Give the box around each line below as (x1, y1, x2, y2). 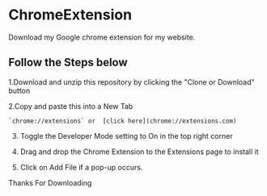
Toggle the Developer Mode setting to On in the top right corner (19, 131, 233, 140)
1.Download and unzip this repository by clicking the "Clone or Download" (8, 77, 255, 86)
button (8, 85, 31, 95)
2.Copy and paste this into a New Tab (8, 101, 133, 111)
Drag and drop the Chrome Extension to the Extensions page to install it (19, 147, 259, 156)
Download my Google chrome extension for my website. (8, 32, 196, 42)
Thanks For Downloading (8, 177, 92, 187)
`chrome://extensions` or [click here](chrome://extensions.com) (8, 117, 237, 125)
